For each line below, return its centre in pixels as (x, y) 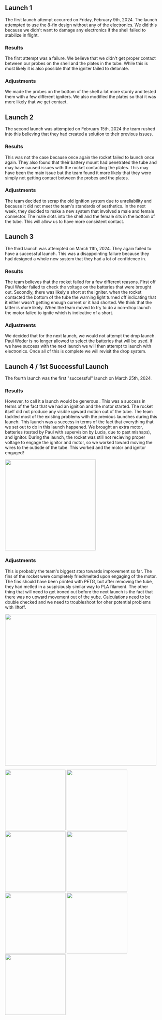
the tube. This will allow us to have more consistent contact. (65, 221)
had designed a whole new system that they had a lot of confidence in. (76, 258)
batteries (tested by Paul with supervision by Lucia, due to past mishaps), (78, 432)
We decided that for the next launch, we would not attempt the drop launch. (80, 336)
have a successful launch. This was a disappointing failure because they (77, 254)
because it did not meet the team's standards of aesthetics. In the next (75, 206)
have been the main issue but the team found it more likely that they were (78, 173)
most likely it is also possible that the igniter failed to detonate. (67, 69)
